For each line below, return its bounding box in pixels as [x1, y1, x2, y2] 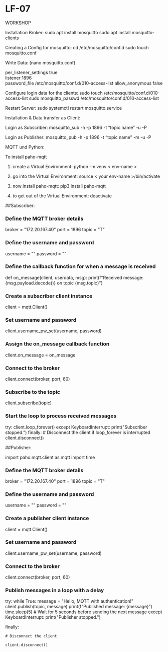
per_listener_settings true [5, 69, 58, 76]
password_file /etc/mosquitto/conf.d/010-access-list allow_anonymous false [5, 80, 163, 86]
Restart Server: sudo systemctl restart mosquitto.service [5, 105, 122, 111]
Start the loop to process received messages [5, 412, 117, 419]
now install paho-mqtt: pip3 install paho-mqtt [12, 183, 106, 189]
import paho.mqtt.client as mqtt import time [5, 454, 95, 460]
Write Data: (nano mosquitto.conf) [5, 59, 76, 65]
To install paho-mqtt [5, 154, 47, 160]
